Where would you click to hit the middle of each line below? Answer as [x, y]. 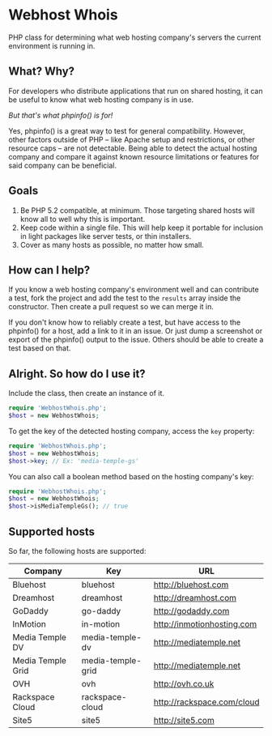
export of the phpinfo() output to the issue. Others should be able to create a [136, 340]
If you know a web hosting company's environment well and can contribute [134, 290]
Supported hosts [52, 532]
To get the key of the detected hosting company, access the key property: [132, 431]
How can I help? [49, 270]
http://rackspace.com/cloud [206, 702]
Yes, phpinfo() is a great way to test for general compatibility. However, [127, 130]
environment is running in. [52, 45]
